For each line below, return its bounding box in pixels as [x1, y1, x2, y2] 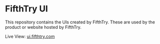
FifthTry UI [5, 3, 48, 14]
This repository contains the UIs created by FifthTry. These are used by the [5, 19, 155, 25]
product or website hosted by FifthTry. [5, 24, 82, 30]
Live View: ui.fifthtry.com [5, 33, 55, 39]
